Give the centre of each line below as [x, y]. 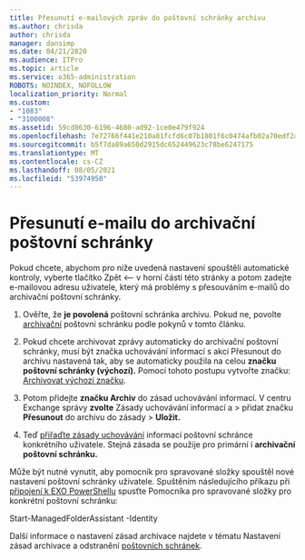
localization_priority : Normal [69, 94]
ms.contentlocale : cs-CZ [56, 161]
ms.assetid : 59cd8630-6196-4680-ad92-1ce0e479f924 [107, 128]
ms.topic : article [44, 69]
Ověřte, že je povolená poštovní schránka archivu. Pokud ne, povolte [152, 315]
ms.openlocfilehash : [49, 136]
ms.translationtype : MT [54, 153]
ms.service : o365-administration [73, 77]
